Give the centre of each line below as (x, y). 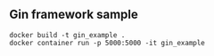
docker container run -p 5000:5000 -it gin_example (107, 43)
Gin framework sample (74, 15)
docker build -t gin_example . (67, 35)
